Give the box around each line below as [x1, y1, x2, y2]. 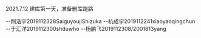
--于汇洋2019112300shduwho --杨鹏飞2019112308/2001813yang [5, 26, 166, 32]
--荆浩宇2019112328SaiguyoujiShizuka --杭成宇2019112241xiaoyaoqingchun [5, 18, 196, 25]
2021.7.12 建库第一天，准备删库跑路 [5, 5, 94, 12]
